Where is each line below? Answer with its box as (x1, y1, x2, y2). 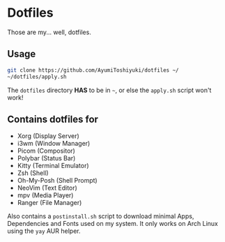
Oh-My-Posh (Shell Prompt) (17, 176, 98, 185)
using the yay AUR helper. (7, 227, 81, 235)
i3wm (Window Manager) (17, 139, 91, 148)
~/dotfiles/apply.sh (7, 73, 68, 80)
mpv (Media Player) (17, 191, 74, 199)
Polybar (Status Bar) (17, 154, 76, 162)
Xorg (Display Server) (17, 132, 80, 140)
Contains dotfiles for (7, 113, 99, 125)
